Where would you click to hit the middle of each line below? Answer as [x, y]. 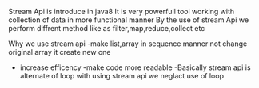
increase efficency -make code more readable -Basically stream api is [135, 67]
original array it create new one [60, 52]
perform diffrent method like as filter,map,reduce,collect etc [107, 28]
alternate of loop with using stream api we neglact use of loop [122, 76]
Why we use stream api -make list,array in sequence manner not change [128, 44]
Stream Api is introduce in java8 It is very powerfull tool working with [121, 11]
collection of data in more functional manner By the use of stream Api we [129, 20]
